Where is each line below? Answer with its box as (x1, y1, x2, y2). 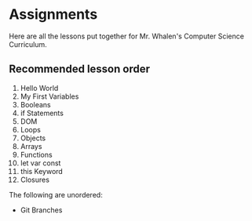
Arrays (20, 141, 42, 150)
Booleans (20, 100, 51, 109)
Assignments (9, 5, 98, 24)
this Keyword (20, 166, 64, 176)
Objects (20, 133, 46, 143)
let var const (20, 158, 61, 168)
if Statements (20, 108, 64, 118)
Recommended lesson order (9, 63, 151, 76)
